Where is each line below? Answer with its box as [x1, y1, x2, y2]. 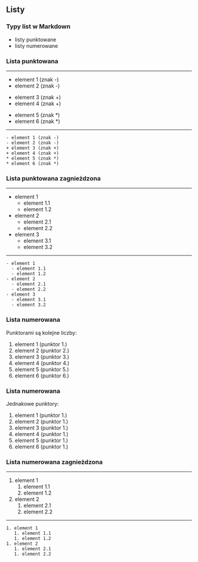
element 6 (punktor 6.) [14, 372, 70, 379]
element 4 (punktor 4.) [14, 359, 70, 366]
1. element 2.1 [14, 546, 51, 552]
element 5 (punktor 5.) [14, 366, 69, 373]
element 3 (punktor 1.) [14, 424, 69, 431]
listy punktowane [14, 35, 57, 43]
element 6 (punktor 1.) [14, 443, 69, 450]
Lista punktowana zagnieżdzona [6, 174, 101, 182]
